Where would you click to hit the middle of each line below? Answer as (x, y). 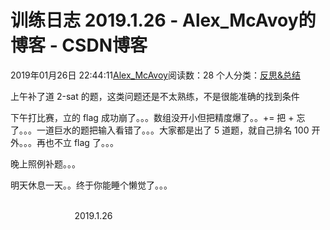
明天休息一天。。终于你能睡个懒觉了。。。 (91, 185)
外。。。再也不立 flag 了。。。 (64, 142)
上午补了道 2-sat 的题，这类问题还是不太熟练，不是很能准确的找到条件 (155, 96)
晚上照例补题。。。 (45, 163)
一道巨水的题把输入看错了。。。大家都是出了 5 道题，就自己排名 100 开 (178, 130)
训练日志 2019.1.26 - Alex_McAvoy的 (163, 20)
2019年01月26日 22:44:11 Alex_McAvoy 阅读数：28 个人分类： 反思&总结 (156, 75)
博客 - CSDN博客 (79, 45)
